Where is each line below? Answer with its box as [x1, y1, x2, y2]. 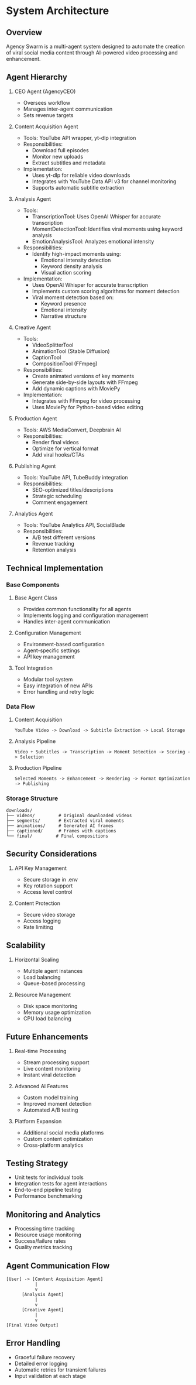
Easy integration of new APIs [23, 682, 93, 689]
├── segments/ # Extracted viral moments [6, 818, 125, 824]
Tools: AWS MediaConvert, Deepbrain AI [23, 426, 121, 433]
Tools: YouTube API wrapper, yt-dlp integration [23, 134, 136, 141]
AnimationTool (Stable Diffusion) [32, 347, 110, 355]
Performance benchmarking [14, 1192, 83, 1199]
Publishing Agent [14, 462, 56, 469]
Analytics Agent [14, 510, 53, 517]
